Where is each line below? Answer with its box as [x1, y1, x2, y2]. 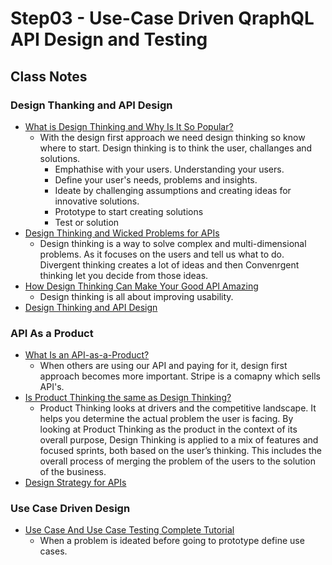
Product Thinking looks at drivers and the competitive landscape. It [39, 402, 317, 414]
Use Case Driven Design [10, 502, 131, 516]
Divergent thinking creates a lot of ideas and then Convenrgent [39, 258, 300, 271]
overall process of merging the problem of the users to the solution [39, 455, 316, 467]
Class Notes [10, 68, 88, 85]
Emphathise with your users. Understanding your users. [54, 163, 285, 175]
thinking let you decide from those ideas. [39, 269, 209, 281]
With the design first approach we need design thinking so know [39, 131, 306, 143]
